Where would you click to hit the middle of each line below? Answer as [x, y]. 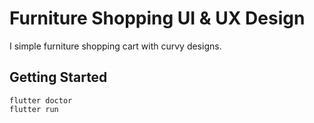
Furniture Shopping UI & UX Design [157, 18]
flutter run [34, 109]
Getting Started [58, 77]
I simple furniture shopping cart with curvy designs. [115, 46]
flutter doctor [41, 100]
